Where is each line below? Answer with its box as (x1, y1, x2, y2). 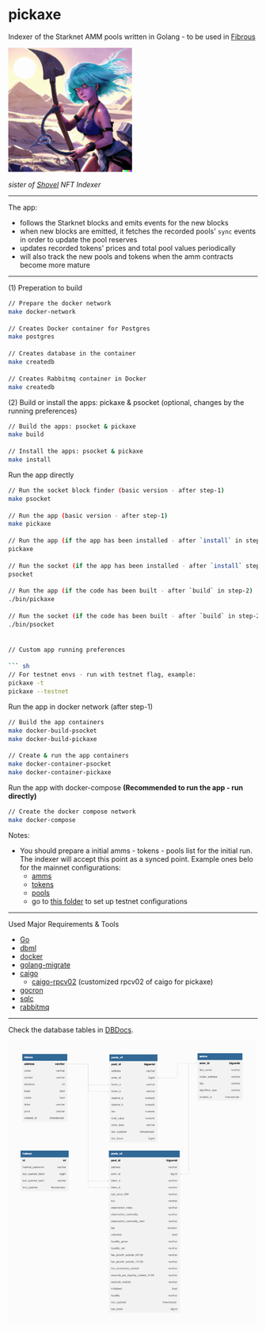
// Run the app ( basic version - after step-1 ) (8, 511, 169, 519)
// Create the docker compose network (8, 808, 136, 816)
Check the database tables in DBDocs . (8, 1024, 135, 1034)
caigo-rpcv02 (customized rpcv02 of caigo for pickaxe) (31, 977, 214, 986)
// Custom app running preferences (8, 646, 126, 654)
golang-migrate (19, 959, 71, 970)
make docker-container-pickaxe (8, 769, 112, 777)
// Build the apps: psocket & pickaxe (8, 422, 136, 430)
